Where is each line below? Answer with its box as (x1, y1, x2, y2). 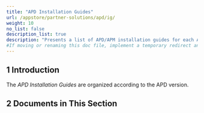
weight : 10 (6, 20, 34, 26)
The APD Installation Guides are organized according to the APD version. (6, 81, 189, 88)
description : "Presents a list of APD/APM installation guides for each (6, 37, 194, 43)
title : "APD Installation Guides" (6, 8, 94, 15)
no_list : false (6, 25, 45, 32)
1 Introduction (6, 65, 59, 76)
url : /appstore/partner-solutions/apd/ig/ (6, 15, 115, 21)
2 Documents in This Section (6, 98, 117, 109)
